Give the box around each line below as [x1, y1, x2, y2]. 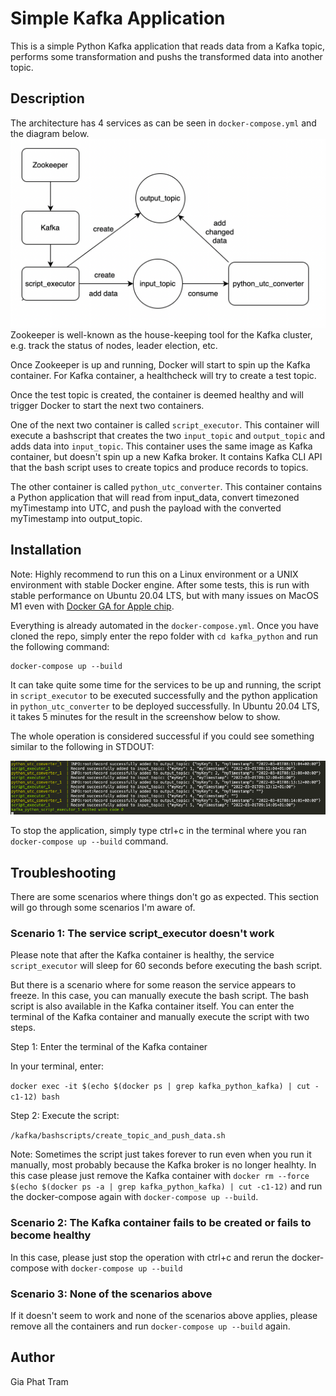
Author [10, 1349, 55, 1366]
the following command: [10, 640, 110, 652]
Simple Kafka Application [10, 7, 226, 30]
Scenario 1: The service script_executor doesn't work [10, 926, 275, 940]
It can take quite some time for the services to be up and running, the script [10, 678, 322, 691]
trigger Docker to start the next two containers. [10, 399, 205, 411]
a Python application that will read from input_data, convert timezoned [10, 491, 300, 503]
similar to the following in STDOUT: [10, 740, 155, 752]
